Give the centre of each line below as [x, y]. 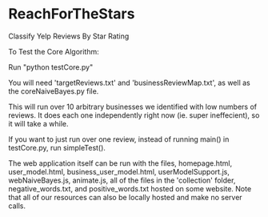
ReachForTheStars [72, 14]
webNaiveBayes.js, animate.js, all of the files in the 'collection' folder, [122, 180]
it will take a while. [38, 123]
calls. [17, 206]
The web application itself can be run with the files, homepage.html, [120, 163]
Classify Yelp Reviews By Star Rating [69, 36]
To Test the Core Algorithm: [54, 51]
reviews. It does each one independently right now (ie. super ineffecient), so [134, 115]
